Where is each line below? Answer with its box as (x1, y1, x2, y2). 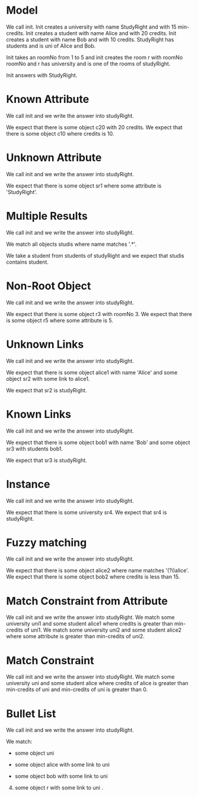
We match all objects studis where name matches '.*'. (6, 240, 137, 248)
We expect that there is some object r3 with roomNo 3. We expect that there (6, 310, 193, 317)
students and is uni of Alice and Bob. (6, 42, 96, 49)
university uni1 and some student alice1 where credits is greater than (6, 620, 173, 627)
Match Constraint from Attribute (6, 594, 168, 608)
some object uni (14, 749, 55, 757)
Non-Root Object (6, 279, 91, 292)
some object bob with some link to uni (14, 773, 108, 780)
